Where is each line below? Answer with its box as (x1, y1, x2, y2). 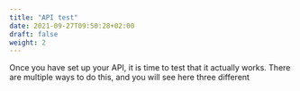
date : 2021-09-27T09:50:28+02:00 (9, 21, 135, 30)
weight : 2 (9, 37, 47, 47)
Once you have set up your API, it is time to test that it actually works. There (9, 62, 291, 73)
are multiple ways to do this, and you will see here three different (9, 72, 250, 83)
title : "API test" (9, 12, 78, 22)
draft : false (9, 29, 59, 38)
